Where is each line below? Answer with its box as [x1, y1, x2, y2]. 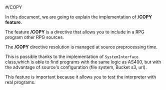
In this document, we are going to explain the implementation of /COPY [5, 14, 152, 19]
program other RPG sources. [5, 34, 64, 40]
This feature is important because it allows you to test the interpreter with [5, 74, 156, 79]
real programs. [5, 79, 35, 85]
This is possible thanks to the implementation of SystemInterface [5, 53, 139, 59]
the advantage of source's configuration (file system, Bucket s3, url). [5, 64, 147, 70]
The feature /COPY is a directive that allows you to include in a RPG [5, 29, 145, 34]
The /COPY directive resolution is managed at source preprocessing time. [5, 44, 157, 49]
